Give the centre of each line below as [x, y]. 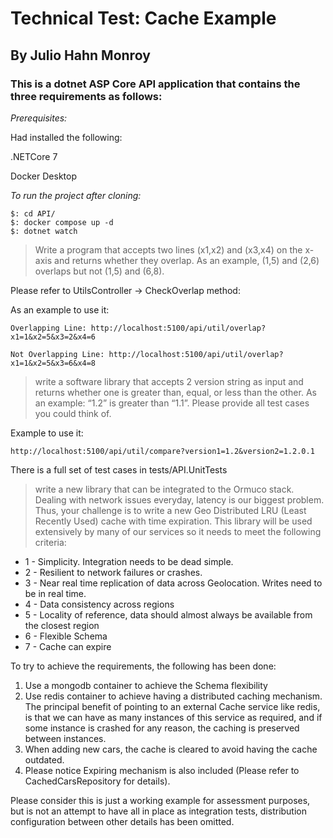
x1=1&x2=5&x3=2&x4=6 [53, 337]
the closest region [62, 625]
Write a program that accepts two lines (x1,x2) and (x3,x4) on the [168, 249]
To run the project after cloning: [76, 195]
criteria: [50, 542]
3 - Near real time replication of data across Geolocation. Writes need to [173, 583]
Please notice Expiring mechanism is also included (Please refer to [162, 770]
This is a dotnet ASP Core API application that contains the [155, 84]
